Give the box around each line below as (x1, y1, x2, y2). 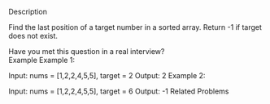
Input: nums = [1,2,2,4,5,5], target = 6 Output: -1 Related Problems (8, 86, 229, 96)
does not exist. (8, 31, 59, 40)
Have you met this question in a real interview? (8, 47, 165, 56)
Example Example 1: (8, 56, 76, 64)
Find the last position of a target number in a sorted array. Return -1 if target (8, 23, 263, 31)
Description (8, 7, 47, 16)
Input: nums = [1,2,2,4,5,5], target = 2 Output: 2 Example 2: (8, 71, 206, 80)
